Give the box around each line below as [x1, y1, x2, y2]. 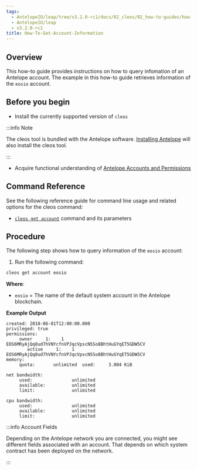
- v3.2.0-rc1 [11, 25, 43, 31]
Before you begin [6, 97, 70, 107]
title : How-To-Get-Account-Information [6, 31, 104, 36]
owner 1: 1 [19, 336, 64, 342]
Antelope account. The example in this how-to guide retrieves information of [6, 74, 191, 81]
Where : [6, 280, 25, 288]
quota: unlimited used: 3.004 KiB [19, 362, 133, 368]
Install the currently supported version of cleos [14, 113, 128, 120]
